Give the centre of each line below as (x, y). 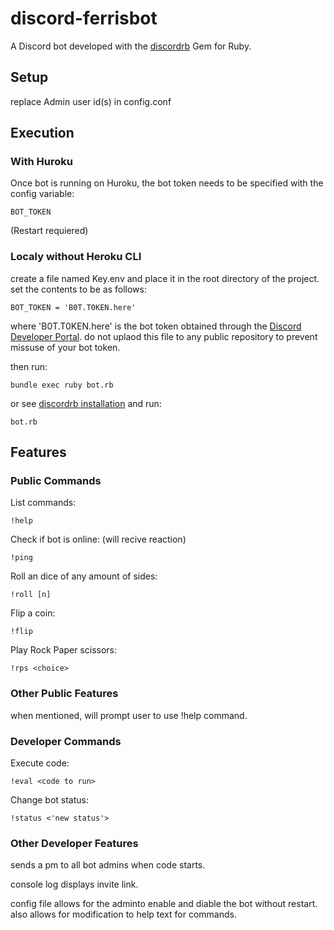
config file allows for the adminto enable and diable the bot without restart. (164, 904)
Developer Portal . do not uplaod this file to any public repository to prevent (164, 336)
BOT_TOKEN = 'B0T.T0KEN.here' (73, 307)
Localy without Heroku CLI (76, 257)
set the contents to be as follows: (78, 289)
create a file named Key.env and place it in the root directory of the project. (165, 278)
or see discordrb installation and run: (86, 403)
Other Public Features (64, 694)
